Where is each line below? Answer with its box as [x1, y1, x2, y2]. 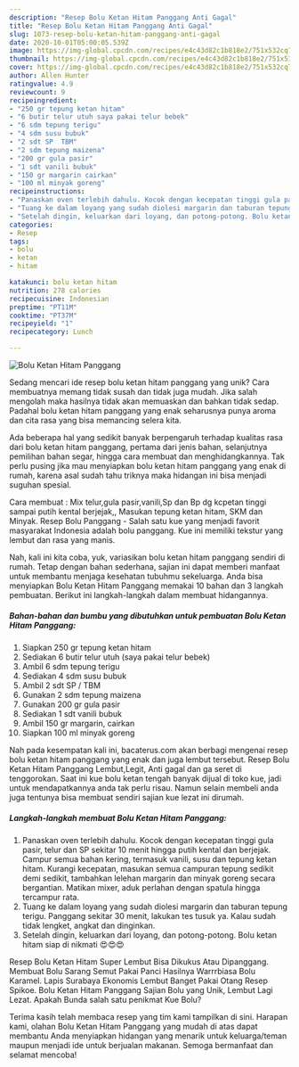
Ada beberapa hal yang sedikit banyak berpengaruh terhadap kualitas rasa [9, 432, 283, 442]
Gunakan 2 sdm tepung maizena [21, 689, 141, 700]
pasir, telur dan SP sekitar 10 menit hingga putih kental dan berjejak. [21, 844, 271, 855]
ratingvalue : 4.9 [9, 79, 74, 88]
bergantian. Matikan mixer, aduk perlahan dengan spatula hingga [21, 882, 261, 892]
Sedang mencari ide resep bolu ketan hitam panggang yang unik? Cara [9, 377, 270, 388]
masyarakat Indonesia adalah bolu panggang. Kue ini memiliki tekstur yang [9, 525, 283, 536]
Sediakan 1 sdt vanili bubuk [21, 708, 123, 718]
